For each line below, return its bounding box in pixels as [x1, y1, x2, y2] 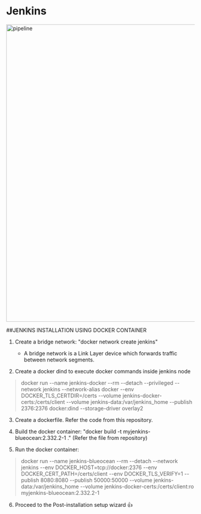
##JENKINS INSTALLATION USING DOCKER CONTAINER [6, 326, 147, 333]
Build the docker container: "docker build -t [14, 428, 122, 435]
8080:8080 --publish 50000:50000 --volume [40, 476, 153, 483]
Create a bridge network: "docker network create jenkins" [14, 338, 158, 345]
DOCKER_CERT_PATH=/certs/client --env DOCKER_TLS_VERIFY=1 [20, 470, 184, 477]
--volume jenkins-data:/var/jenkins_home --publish [66, 398, 193, 405]
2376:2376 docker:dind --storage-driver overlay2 [20, 404, 144, 412]
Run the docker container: [14, 446, 80, 453]
